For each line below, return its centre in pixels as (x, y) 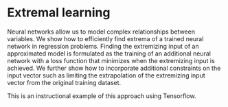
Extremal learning (59, 13)
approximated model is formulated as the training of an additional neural (109, 53)
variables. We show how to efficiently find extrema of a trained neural (105, 38)
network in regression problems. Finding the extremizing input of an (103, 46)
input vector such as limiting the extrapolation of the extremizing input (106, 75)
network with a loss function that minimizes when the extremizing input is (111, 60)
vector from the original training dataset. (64, 82)
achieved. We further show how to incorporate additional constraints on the (114, 68)
